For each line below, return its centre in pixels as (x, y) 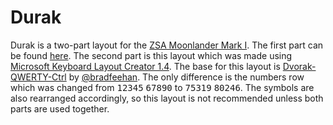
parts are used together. (60, 108)
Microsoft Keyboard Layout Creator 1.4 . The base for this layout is (145, 66)
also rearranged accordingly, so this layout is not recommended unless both (167, 98)
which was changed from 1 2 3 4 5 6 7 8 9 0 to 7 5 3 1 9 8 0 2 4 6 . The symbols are (162, 87)
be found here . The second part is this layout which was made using (151, 55)
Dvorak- (299, 66)
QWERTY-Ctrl (38, 77)
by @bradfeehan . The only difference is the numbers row (186, 77)
